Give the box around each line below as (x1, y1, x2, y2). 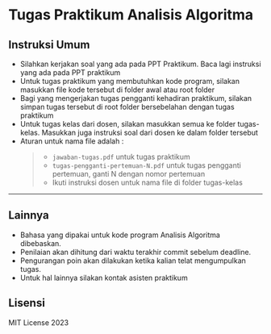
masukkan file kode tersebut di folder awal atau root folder (19, 85, 215, 94)
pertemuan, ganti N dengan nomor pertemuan (52, 169, 206, 178)
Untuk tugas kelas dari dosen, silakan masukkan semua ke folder (19, 119, 236, 128)
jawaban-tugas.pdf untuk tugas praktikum (52, 152, 191, 161)
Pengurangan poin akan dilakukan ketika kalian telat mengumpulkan (19, 256, 246, 265)
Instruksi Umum (8, 38, 90, 52)
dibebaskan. (19, 238, 62, 248)
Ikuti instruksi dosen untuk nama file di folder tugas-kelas (52, 177, 244, 187)
